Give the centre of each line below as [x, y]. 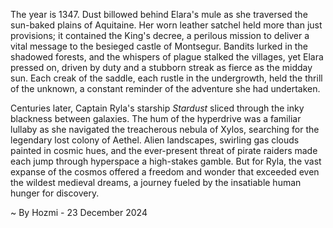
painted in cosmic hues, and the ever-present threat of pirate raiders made [164, 150]
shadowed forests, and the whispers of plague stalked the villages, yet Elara [167, 57]
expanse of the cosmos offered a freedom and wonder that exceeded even [165, 172]
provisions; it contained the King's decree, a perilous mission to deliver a [160, 35]
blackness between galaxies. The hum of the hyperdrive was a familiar [156, 118]
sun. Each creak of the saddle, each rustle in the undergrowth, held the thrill [166, 78]
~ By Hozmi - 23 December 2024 [79, 212]
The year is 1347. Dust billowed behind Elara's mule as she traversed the [159, 14]
